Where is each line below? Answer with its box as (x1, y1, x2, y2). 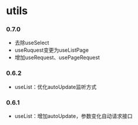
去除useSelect (14, 40, 49, 47)
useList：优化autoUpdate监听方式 (14, 83, 97, 90)
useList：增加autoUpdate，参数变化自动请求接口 (14, 113, 133, 120)
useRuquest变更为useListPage (14, 47, 89, 54)
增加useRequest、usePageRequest (14, 54, 100, 61)
